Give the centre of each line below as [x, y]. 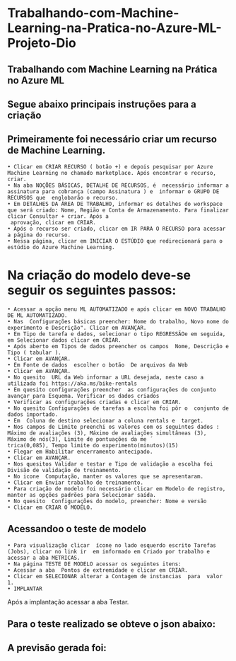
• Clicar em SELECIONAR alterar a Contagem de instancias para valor [115, 576]
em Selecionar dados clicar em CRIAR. [64, 340]
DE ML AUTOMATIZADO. [38, 315]
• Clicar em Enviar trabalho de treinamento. [75, 483]
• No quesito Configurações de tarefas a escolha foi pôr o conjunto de [118, 408]
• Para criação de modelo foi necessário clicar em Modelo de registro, [117, 489]
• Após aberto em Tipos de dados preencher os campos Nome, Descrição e [118, 346]
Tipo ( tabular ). [34, 352]
